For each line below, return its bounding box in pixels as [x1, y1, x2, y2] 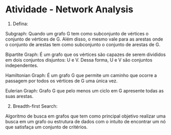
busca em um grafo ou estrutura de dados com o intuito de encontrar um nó [5, 118, 166, 124]
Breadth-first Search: [12, 103, 58, 109]
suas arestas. [5, 93, 34, 99]
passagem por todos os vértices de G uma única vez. [5, 78, 118, 84]
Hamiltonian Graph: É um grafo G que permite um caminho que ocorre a [5, 72, 157, 78]
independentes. [5, 62, 38, 68]
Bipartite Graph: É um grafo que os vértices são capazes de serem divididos [5, 51, 166, 57]
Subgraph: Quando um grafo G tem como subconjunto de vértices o [5, 30, 149, 36]
